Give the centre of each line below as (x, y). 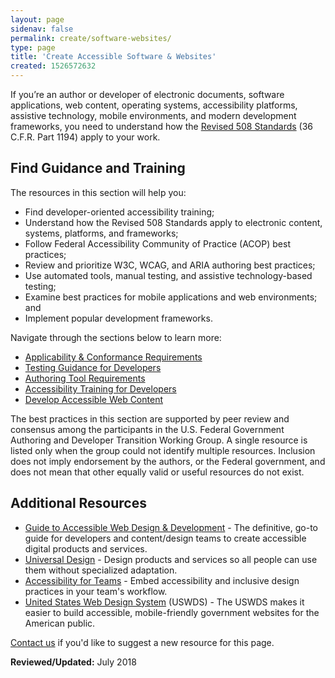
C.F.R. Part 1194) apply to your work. (85, 137)
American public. (60, 623)
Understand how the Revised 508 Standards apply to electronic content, (173, 222)
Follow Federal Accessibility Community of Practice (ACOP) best (157, 243)
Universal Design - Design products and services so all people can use (171, 559)
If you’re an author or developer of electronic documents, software (147, 94)
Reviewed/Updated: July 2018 (73, 662)
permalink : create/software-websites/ (91, 38)
